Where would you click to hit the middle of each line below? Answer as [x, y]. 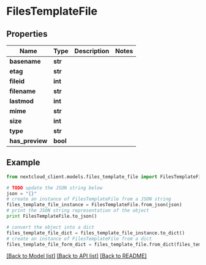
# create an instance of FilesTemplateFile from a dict [79, 239]
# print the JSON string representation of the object [78, 211]
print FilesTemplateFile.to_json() [52, 216]
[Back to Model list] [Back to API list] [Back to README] [77, 256]
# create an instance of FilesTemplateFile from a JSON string [89, 199]
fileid [17, 81]
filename [23, 91]
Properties [27, 34]
